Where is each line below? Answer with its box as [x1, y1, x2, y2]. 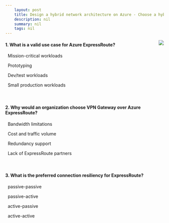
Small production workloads [7, 82, 66, 88]
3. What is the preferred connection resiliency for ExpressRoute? [5, 172, 144, 179]
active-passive [7, 203, 39, 209]
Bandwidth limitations [7, 121, 53, 127]
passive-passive [7, 183, 42, 189]
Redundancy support [7, 140, 51, 146]
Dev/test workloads [7, 72, 48, 79]
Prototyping [7, 62, 32, 68]
